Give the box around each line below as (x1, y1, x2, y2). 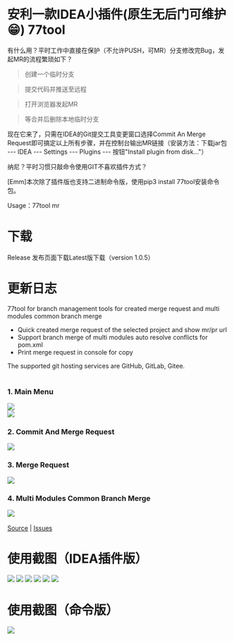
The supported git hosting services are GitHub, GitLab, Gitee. (7, 361, 185, 370)
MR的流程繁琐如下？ (13, 54, 73, 63)
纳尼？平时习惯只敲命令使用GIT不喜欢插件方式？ (7, 162, 148, 171)
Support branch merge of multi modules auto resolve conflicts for (17, 333, 208, 341)
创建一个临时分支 (24, 70, 75, 78)
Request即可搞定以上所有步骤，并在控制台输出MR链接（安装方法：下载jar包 (7, 138, 228, 147)
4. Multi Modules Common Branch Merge (7, 493, 151, 503)
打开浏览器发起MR (24, 99, 78, 108)
